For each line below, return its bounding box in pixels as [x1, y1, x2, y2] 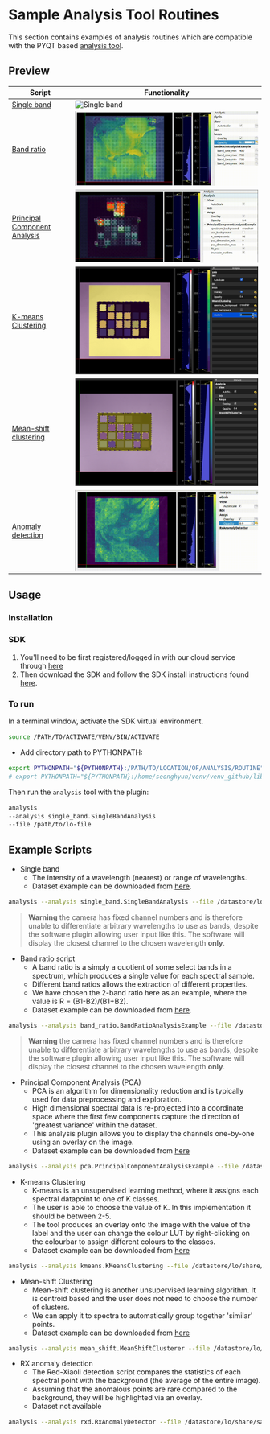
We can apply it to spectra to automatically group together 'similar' [31, 1310, 253, 1321]
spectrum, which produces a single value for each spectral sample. [31, 970, 255, 980]
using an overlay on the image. [31, 1137, 134, 1147]
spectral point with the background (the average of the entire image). [31, 1376, 261, 1386]
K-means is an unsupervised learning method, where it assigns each [31, 1185, 259, 1195]
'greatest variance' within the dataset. [31, 1120, 157, 1130]
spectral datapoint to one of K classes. [31, 1193, 160, 1204]
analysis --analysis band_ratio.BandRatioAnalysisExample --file [8, 1021, 231, 1029]
